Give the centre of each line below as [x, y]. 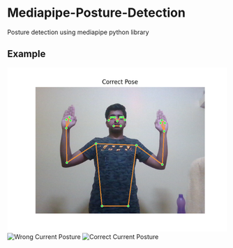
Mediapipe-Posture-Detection [97, 13]
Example [27, 54]
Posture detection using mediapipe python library [78, 32]
